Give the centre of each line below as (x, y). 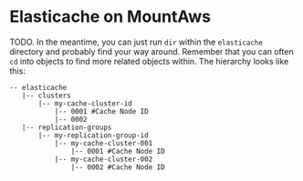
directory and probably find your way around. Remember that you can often (151, 51)
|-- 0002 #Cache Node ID (118, 167)
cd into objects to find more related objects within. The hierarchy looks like (149, 61)
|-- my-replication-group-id (93, 135)
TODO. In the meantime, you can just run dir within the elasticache (136, 42)
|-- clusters (46, 96)
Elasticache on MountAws (110, 17)
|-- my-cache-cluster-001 (104, 143)
